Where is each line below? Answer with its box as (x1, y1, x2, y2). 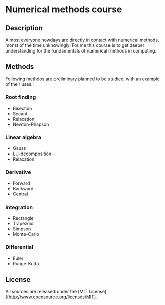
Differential (5, 243, 34, 250)
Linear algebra (5, 134, 42, 141)
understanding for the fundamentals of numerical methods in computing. (5, 48, 157, 54)
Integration (5, 204, 33, 211)
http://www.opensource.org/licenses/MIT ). (8, 294, 97, 300)
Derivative (5, 169, 31, 176)
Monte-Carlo (12, 231, 39, 237)
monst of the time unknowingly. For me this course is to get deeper (5, 42, 145, 48)
